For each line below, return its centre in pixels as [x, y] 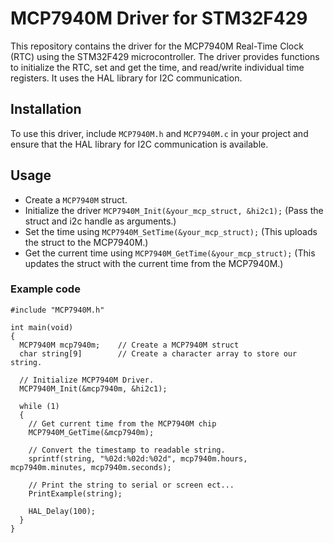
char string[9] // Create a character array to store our [158, 353]
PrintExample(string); [75, 493]
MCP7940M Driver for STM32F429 [159, 18]
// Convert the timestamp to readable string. [127, 450]
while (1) [39, 406]
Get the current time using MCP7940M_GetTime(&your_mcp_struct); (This [170, 253]
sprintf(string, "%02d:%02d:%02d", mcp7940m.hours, [138, 458]
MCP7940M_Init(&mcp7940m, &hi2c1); [93, 388]
